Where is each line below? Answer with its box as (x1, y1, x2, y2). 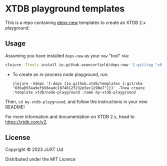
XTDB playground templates (5, 3, 125, 14)
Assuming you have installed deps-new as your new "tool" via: (5, 52, 129, 58)
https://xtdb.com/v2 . (5, 118, 48, 125)
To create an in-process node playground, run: (12, 71, 109, 77)
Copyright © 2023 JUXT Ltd (5, 146, 63, 152)
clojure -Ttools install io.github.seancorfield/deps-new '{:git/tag (5, 62, 153, 67)
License (5, 133, 30, 142)
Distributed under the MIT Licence (5, 156, 76, 162)
